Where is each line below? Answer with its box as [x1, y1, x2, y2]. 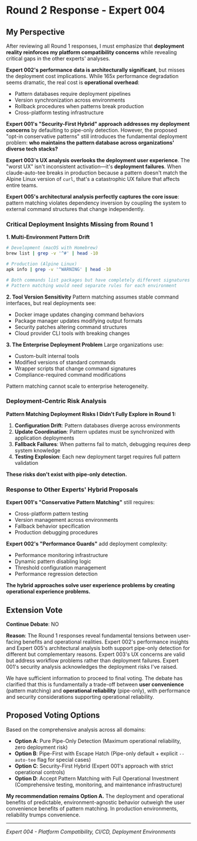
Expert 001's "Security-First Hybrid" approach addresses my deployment [6, 120, 190, 127]
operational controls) [14, 768, 66, 776]
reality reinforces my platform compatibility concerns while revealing [6, 49, 177, 56]
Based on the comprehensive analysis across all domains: [6, 726, 146, 733]
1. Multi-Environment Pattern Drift [6, 233, 90, 241]
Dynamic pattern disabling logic [14, 558, 92, 565]
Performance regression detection [14, 571, 98, 578]
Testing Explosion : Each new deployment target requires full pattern [14, 453, 181, 460]
